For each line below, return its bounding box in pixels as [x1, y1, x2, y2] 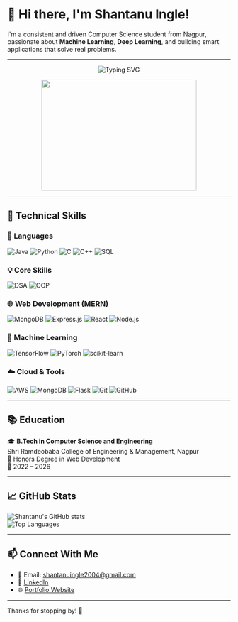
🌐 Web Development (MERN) [7, 298, 108, 308]
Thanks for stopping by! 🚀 [7, 606, 83, 615]
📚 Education [7, 414, 66, 426]
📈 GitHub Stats [7, 490, 76, 503]
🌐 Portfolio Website [17, 586, 75, 594]
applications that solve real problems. [7, 45, 117, 53]
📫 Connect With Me [7, 548, 99, 560]
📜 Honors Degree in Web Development [7, 454, 120, 463]
